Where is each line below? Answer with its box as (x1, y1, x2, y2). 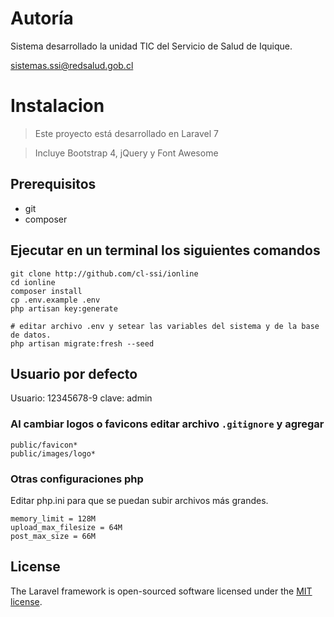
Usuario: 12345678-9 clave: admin (10, 392, 153, 404)
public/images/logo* (10, 448, 97, 459)
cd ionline (10, 277, 56, 287)
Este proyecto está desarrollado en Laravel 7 (34, 127, 219, 139)
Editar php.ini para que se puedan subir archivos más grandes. (10, 494, 269, 506)
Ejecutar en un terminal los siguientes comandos (10, 242, 321, 259)
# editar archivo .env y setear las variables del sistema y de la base (10, 321, 320, 331)
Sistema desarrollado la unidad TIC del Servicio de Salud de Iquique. (10, 40, 293, 52)
